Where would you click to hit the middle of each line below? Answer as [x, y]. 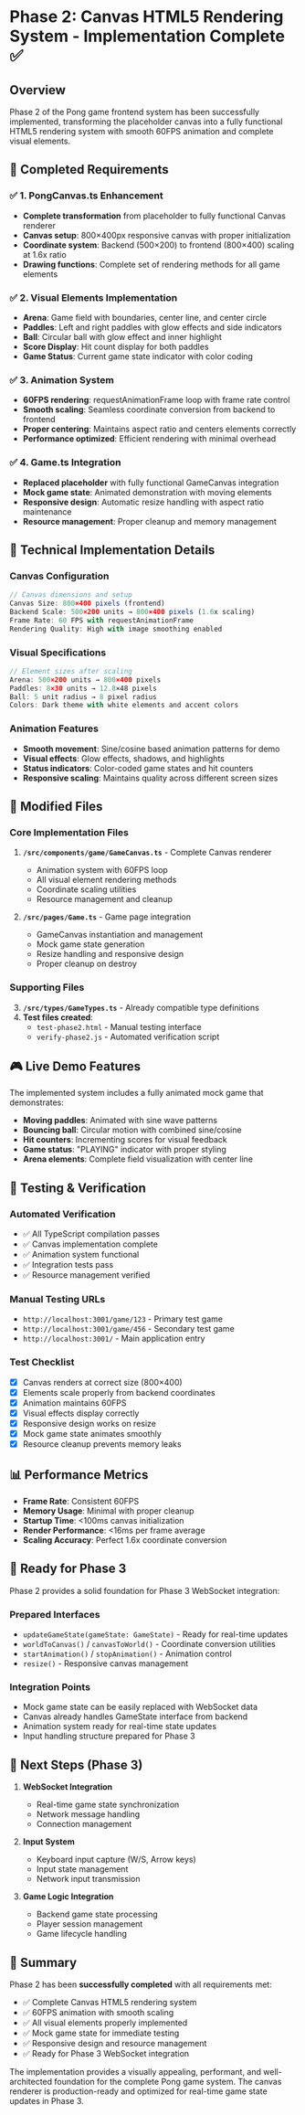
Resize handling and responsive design [110, 954]
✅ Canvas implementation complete [90, 1244]
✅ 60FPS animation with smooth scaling [98, 2012]
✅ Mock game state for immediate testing [101, 2033]
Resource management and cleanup [105, 899]
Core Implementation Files [69, 832]
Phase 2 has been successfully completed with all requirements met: [141, 1984]
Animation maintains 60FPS [74, 1403]
